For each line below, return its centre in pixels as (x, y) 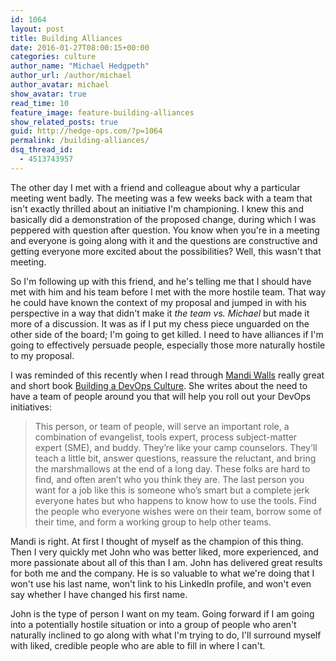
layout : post (37, 29)
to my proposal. (42, 355)
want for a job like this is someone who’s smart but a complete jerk (172, 490)
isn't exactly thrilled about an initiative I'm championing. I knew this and (157, 208)
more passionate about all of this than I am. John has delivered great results (166, 562)
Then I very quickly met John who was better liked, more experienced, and (164, 552)
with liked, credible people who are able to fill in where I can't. (138, 645)
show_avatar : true (48, 94)
